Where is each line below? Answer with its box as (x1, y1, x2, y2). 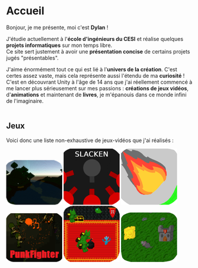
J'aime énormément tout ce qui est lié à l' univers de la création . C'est (6, 65, 178, 72)
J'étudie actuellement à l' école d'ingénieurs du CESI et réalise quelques (6, 35, 184, 42)
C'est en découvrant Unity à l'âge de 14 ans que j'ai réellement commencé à (6, 78, 193, 86)
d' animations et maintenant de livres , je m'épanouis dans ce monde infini (6, 91, 187, 98)
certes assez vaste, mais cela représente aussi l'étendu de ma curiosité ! (6, 72, 185, 79)
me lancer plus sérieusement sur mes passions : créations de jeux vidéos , (6, 84, 189, 92)
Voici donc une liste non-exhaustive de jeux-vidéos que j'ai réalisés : (6, 137, 174, 144)
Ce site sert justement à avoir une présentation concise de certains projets (6, 48, 190, 55)
